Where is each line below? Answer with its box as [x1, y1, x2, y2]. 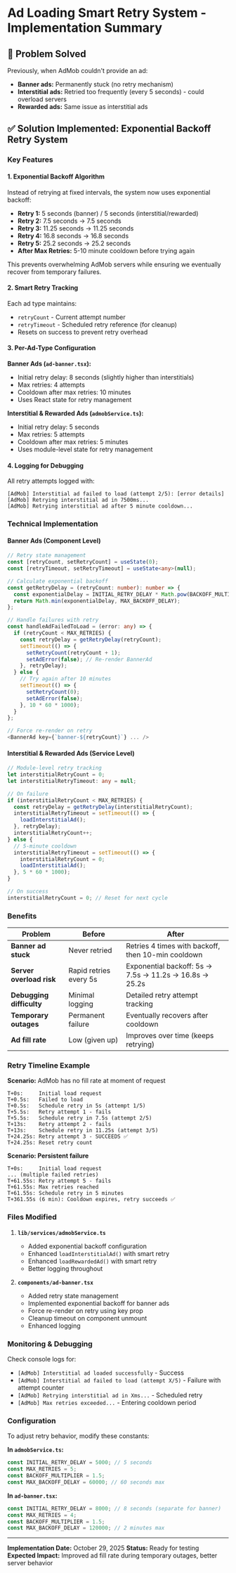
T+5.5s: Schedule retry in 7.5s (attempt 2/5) [7, 1115, 152, 1122]
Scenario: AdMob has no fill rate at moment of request [7, 1077, 166, 1085]
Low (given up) [68, 1035, 119, 1045]
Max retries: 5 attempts [17, 430, 85, 439]
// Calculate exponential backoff [7, 578, 109, 585]
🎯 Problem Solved [7, 48, 86, 60]
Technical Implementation [7, 519, 98, 529]
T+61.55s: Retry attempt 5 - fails [7, 1177, 112, 1185]
